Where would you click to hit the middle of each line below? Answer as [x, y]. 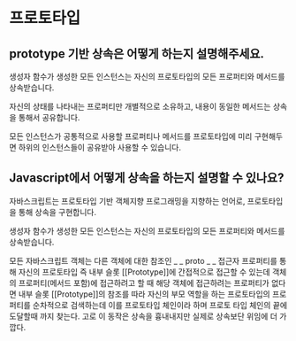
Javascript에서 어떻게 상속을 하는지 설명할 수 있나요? [147, 178]
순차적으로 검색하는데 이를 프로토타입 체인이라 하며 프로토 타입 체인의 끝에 [160, 305]
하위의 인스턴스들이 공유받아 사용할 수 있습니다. [100, 147]
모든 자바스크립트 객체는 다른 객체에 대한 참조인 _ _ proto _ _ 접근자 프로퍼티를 [144, 260]
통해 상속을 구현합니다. [57, 212]
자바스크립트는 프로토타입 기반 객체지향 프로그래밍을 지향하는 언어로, [127, 201]
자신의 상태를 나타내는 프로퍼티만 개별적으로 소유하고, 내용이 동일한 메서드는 [140, 106]
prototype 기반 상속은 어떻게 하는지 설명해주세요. [137, 54]
